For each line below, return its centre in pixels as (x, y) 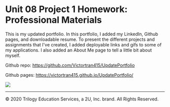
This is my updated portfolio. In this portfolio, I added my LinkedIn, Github (82, 34)
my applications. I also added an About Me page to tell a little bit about (78, 50)
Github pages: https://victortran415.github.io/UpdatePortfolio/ (69, 75)
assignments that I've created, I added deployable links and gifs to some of (83, 44)
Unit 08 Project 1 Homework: (67, 9)
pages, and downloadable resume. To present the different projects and (80, 39)
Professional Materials (54, 20)
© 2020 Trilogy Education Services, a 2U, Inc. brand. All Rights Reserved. (82, 99)
